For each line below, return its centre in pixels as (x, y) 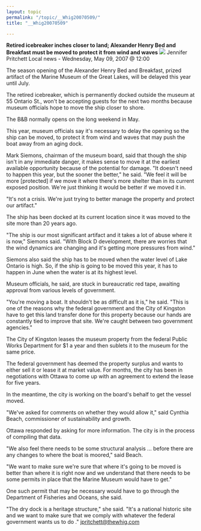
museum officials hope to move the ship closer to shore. (76, 108)
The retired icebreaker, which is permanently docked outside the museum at (100, 95)
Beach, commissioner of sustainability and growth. (69, 419)
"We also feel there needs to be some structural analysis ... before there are (100, 449)
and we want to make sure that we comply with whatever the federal (91, 515)
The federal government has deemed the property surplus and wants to (95, 364)
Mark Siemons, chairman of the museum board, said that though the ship (97, 155)
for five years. (23, 383)
